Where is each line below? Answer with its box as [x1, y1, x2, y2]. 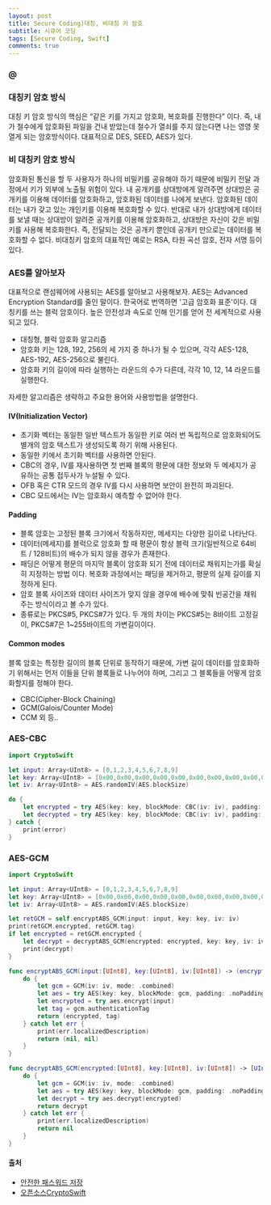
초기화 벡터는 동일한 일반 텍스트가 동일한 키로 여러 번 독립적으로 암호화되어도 [19, 430, 262, 440]
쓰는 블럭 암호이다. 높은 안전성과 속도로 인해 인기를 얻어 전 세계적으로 [29, 307, 248, 316]
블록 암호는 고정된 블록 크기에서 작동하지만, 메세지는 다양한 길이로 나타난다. [19, 529, 257, 539]
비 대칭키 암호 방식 [8, 154, 76, 166]
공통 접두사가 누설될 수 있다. [41, 471, 131, 480]
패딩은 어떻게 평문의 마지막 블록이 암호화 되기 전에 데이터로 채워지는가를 [19, 559, 247, 569]
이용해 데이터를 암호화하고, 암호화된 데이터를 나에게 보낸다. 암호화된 [29, 194, 244, 204]
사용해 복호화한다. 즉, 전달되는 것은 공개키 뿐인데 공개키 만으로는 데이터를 [23, 224, 254, 235]
